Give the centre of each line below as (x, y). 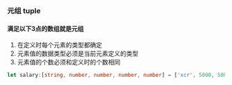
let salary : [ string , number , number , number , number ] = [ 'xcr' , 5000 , (111, 75)
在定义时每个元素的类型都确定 (59, 45)
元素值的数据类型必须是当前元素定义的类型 (78, 53)
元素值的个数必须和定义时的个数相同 (69, 62)
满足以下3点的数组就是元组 (46, 28)
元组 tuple (24, 10)
